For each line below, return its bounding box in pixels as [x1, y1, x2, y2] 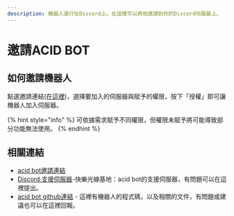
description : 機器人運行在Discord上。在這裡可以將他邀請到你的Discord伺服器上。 [7, 10, 222, 17]
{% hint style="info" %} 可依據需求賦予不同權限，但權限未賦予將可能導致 [7, 116, 218, 124]
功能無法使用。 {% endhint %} [13, 124, 101, 132]
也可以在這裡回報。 [23, 201, 79, 210]
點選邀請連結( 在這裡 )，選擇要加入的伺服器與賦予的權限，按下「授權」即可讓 [7, 92, 226, 100]
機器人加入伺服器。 [7, 100, 63, 109]
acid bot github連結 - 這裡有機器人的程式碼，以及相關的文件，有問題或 [17, 192, 221, 201]
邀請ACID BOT [7, 43, 91, 58]
